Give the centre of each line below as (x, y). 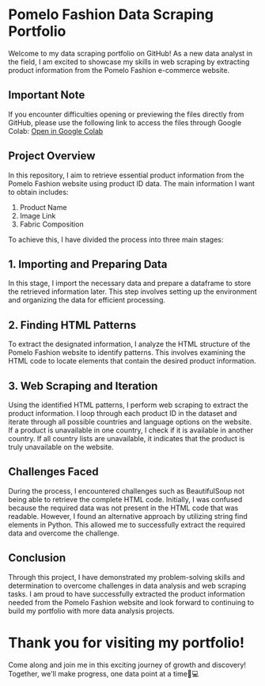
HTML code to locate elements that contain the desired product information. (132, 361)
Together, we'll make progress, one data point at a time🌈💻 (104, 673)
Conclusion (37, 558)
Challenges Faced (53, 472)
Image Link (38, 215)
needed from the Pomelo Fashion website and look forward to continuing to (131, 602)
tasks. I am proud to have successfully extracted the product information (127, 594)
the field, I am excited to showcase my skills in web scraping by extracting (129, 62)
